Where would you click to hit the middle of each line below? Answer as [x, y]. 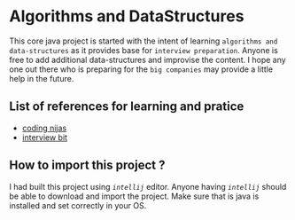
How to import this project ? [87, 165]
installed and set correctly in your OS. [78, 205]
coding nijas [44, 128]
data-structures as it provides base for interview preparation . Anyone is [144, 50]
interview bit [45, 137]
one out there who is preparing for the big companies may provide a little [141, 69]
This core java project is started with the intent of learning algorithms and [144, 41]
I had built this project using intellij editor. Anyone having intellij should [148, 186]
